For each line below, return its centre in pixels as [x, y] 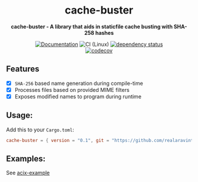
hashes [104, 32]
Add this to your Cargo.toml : [40, 130]
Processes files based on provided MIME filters [72, 90]
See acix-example [28, 173]
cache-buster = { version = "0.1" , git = [58, 140]
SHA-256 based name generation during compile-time [79, 83]
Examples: [26, 159]
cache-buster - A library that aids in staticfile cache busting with [92, 27]
